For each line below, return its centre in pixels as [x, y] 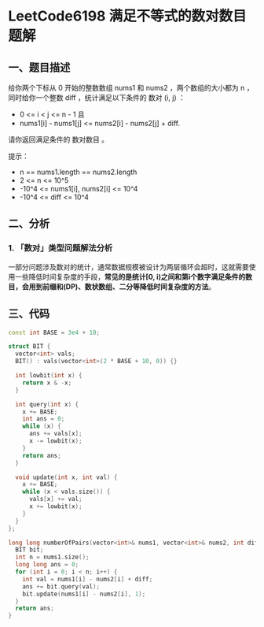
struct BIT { [29, 347]
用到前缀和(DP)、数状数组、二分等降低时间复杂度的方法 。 [122, 286]
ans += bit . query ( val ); [61, 586]
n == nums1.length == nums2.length [78, 172]
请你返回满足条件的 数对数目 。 [58, 139]
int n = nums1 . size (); [52, 557]
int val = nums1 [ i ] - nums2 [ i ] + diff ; [88, 579]
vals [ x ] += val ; [55, 499]
